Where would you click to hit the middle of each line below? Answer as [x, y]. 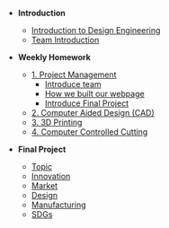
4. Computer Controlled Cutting [89, 132]
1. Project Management [74, 75]
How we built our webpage [95, 94]
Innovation [51, 176]
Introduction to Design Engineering [96, 30]
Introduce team [73, 84]
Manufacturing [58, 205]
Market [44, 186]
